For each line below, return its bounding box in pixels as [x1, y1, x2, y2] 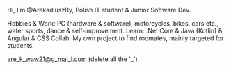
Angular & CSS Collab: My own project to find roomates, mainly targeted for [7, 34, 224, 42]
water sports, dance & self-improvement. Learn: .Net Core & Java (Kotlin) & [7, 27, 223, 35]
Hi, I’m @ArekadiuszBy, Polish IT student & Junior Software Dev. [7, 6, 191, 14]
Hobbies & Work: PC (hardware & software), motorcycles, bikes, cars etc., [7, 19, 219, 27]
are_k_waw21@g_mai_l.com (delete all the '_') [7, 55, 138, 63]
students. [7, 42, 35, 49]
